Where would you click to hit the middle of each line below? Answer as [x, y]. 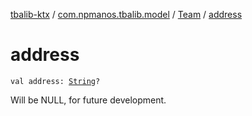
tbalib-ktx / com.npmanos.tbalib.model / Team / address [126, 14]
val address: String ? [55, 81]
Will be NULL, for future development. [88, 100]
